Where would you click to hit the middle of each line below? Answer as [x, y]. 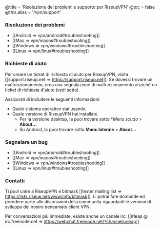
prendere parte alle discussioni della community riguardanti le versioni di [78, 202]
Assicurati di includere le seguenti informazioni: [53, 99]
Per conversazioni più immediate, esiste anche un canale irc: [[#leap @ [76, 216]
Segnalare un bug [26, 142]
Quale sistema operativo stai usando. [49, 109]
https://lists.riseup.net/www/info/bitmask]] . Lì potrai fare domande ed [75, 196]
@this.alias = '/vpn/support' [33, 12]
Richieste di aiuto [26, 64]
